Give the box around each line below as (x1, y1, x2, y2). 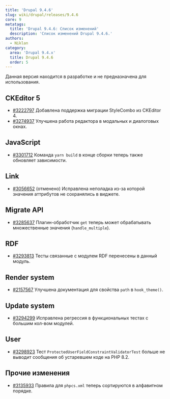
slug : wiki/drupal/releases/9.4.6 (5, 12, 79, 17)
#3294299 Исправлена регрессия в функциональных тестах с (12, 314, 149, 321)
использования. (5, 79, 40, 85)
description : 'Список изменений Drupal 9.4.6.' (10, 31, 113, 36)
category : (5, 45, 26, 50)
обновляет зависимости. (12, 157, 67, 163)
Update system (5, 301, 55, 310)
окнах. (12, 123, 27, 130)
